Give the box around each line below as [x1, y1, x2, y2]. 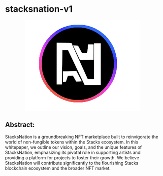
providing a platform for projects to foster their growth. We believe [5, 154, 139, 161]
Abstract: [5, 121, 35, 129]
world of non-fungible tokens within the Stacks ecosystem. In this [5, 139, 139, 145]
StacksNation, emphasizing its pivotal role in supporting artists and [5, 149, 141, 155]
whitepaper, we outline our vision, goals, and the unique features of [5, 144, 142, 150]
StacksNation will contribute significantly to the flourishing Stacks [5, 160, 139, 166]
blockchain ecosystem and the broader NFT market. [5, 165, 111, 171]
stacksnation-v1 [5, 3, 73, 15]
